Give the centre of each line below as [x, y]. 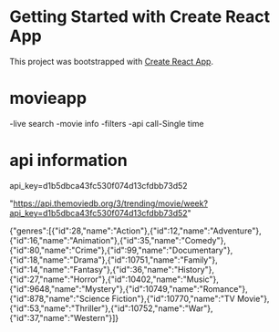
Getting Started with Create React [140, 17]
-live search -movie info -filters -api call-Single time [107, 123]
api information [68, 161]
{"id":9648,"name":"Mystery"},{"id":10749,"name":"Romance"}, [129, 288]
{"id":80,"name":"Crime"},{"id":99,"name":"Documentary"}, [121, 250]
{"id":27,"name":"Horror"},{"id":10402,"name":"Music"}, [114, 279]
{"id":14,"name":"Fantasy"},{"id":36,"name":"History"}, [112, 269]
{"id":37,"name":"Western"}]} [64, 317]
